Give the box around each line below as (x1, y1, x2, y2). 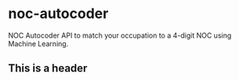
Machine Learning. (8, 38, 69, 48)
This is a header (8, 62, 88, 75)
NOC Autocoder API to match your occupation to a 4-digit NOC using (8, 31, 232, 40)
